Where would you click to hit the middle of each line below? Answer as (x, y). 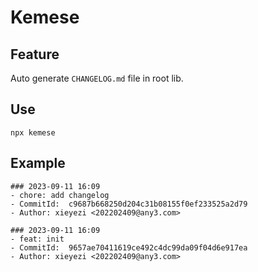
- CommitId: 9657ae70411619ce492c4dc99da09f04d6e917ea (129, 247)
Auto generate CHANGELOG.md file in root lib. (97, 78)
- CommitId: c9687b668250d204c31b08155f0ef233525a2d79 (129, 204)
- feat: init (37, 239)
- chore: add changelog (60, 195)
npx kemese (33, 132)
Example (38, 163)
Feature (35, 54)
